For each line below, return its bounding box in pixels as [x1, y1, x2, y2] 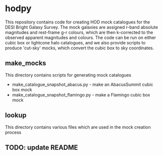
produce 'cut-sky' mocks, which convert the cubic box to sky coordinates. [5, 45, 154, 51]
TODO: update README [5, 143, 78, 152]
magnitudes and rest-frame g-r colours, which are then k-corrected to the [5, 29, 153, 35]
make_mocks [5, 59, 46, 67]
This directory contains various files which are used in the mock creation [5, 124, 151, 130]
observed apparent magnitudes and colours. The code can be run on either [5, 35, 156, 40]
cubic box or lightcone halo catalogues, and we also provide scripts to [5, 39, 146, 45]
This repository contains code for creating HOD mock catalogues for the [5, 19, 150, 25]
